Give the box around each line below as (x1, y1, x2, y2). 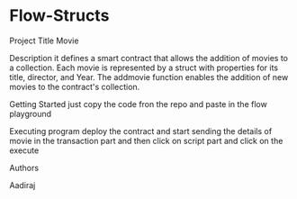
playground (9, 108, 52, 119)
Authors (9, 162, 39, 173)
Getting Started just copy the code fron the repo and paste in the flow (9, 98, 267, 109)
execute (9, 145, 40, 156)
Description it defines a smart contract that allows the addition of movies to (9, 52, 289, 63)
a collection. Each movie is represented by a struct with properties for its (9, 62, 279, 73)
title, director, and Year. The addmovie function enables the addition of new (9, 71, 289, 82)
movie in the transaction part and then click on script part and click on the (9, 135, 283, 146)
